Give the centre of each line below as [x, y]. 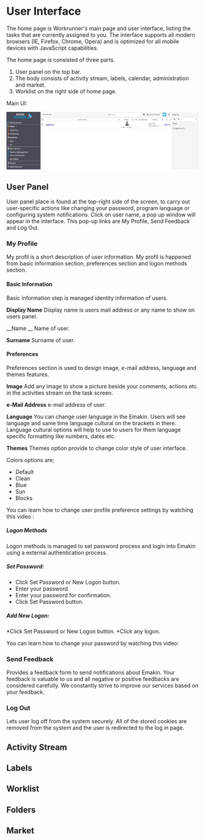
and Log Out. [23, 228]
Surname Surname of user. [41, 340]
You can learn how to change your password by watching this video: [93, 643]
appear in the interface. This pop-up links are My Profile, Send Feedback [98, 221]
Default [24, 472]
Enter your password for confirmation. [63, 595]
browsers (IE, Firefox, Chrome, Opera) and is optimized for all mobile [93, 41]
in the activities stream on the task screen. [60, 393]
